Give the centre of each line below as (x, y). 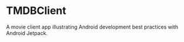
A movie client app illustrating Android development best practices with (92, 27)
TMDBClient (36, 11)
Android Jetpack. (27, 33)
